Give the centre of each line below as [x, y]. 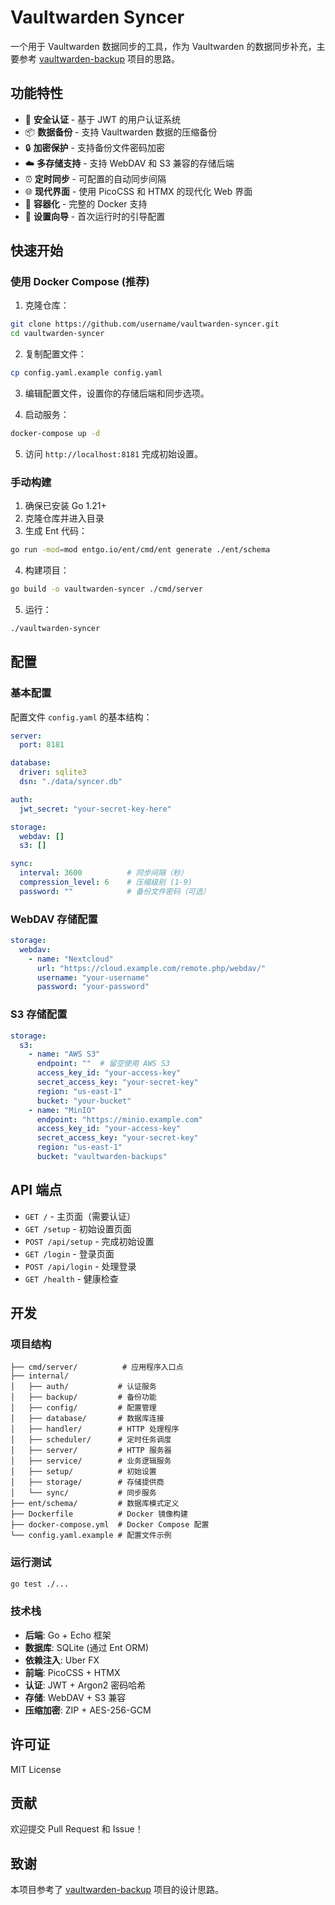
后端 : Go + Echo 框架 [68, 1635]
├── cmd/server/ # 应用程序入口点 [97, 1367]
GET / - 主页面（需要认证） [80, 1216]
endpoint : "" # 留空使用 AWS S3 [103, 1064]
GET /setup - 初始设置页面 [78, 1228]
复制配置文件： [55, 354]
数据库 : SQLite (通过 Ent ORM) [87, 1647]
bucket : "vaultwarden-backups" [102, 1157]
